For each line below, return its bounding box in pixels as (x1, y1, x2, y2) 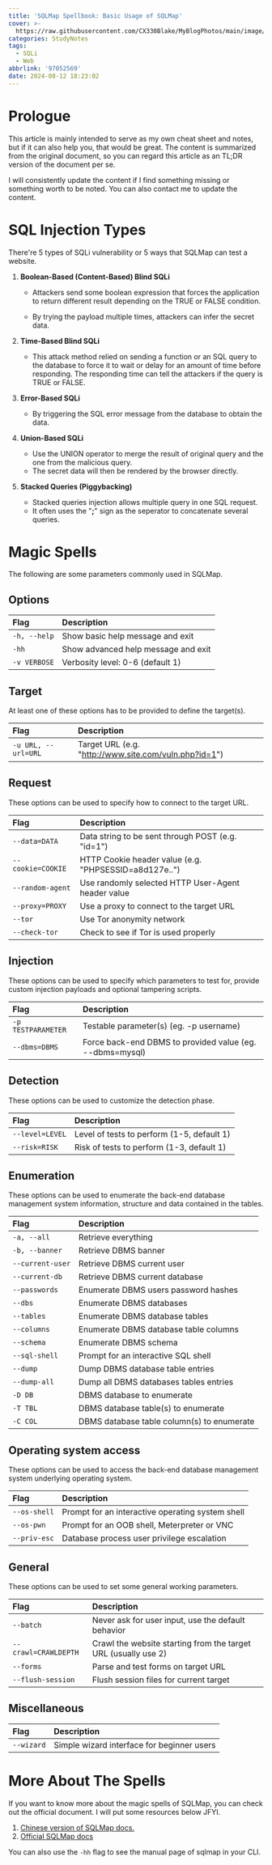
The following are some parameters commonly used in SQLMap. (8, 570, 223, 579)
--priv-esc (12, 1534, 54, 1543)
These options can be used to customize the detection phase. (8, 1096, 215, 1105)
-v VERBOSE (12, 658, 54, 668)
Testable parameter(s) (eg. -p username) (82, 1020, 241, 1032)
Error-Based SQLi (19, 393, 81, 403)
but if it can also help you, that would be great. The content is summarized (8, 142, 257, 152)
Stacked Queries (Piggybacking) (19, 481, 133, 491)
